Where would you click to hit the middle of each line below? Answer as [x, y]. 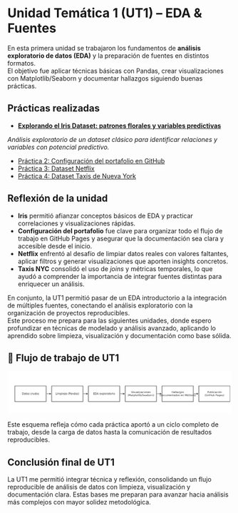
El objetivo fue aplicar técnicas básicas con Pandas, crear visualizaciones [116, 71]
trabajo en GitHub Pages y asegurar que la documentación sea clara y [121, 238]
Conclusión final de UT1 [61, 462]
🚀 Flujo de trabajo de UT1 [63, 358]
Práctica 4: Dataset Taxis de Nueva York [77, 176]
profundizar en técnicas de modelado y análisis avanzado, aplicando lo [112, 328]
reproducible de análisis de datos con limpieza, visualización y [99, 487]
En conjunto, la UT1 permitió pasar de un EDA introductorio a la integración [117, 298]
